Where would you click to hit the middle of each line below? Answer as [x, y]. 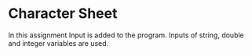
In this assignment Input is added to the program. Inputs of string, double [126, 35]
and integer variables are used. [58, 43]
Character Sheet [63, 14]
